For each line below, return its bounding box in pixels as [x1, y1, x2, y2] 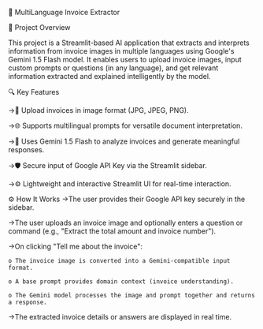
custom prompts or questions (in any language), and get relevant [8, 63, 219, 73]
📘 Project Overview [8, 23, 71, 32]
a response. [8, 298, 47, 306]
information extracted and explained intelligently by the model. [8, 72, 211, 80]
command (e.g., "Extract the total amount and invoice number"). [8, 226, 217, 236]
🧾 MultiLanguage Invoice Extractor [8, 8, 120, 17]
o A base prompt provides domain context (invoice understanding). [8, 278, 235, 286]
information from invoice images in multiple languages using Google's [8, 47, 235, 55]
